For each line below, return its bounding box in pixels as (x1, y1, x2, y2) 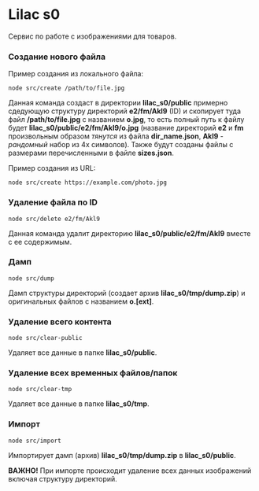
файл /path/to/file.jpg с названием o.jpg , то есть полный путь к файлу (8, 115, 245, 124)
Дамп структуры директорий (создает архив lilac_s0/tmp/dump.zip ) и (8, 288, 246, 297)
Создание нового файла (8, 51, 106, 62)
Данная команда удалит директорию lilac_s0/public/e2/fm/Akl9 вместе (8, 228, 251, 238)
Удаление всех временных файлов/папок (8, 367, 178, 378)
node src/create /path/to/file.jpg (8, 84, 125, 92)
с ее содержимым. (8, 237, 72, 246)
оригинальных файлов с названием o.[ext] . (8, 297, 154, 306)
